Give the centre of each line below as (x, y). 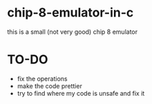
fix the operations (42, 79)
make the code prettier (50, 86)
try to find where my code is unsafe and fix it (81, 93)
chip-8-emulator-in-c (70, 13)
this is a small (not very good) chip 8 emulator (73, 32)
